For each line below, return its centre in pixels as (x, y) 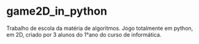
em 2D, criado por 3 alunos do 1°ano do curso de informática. (84, 34)
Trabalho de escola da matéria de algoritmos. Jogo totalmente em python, (100, 28)
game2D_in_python (57, 11)
